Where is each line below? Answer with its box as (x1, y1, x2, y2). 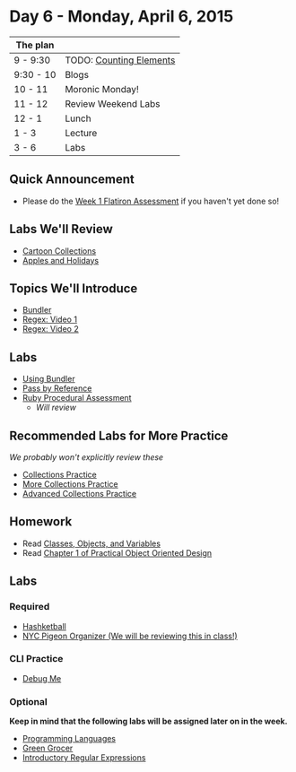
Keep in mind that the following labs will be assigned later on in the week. (9, 716, 289, 727)
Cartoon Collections (22, 245, 97, 256)
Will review (35, 402, 76, 413)
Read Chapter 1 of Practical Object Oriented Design (22, 547, 213, 558)
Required (9, 601, 50, 613)
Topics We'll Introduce (9, 281, 138, 296)
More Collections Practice (22, 479, 118, 490)
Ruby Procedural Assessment (22, 393, 132, 403)
